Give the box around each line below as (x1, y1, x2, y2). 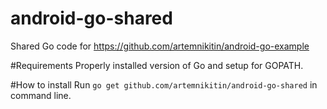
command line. (10, 89, 72, 101)
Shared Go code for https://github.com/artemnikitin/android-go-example (10, 40, 310, 52)
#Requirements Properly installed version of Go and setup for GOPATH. (10, 59, 304, 71)
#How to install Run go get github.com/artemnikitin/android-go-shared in (10, 78, 318, 91)
